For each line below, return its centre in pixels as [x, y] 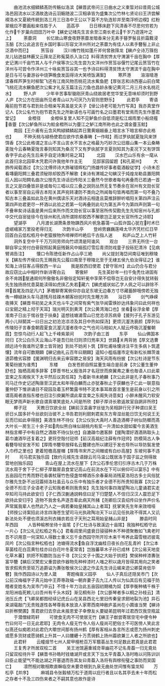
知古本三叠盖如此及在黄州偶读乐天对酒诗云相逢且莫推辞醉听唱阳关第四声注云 [82, 198]
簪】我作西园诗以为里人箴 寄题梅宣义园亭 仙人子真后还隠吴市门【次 [82, 574]
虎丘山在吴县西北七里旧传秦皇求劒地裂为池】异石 [110, 599]
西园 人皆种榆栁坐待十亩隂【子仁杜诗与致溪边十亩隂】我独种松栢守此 [83, 525]
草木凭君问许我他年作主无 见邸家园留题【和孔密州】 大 [94, 161]
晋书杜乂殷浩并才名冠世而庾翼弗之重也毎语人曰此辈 [108, 371]
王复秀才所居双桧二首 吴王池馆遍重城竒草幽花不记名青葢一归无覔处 [85, 648]
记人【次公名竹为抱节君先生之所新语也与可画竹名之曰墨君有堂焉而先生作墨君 [82, 112]
